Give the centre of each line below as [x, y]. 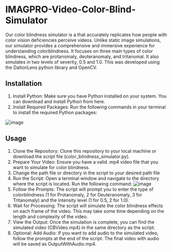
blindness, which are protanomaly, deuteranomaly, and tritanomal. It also [82, 56]
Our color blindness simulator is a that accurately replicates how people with [86, 34]
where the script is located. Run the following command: [72, 184]
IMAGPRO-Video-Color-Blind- [71, 10]
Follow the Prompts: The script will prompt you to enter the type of [83, 189]
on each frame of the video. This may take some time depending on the [88, 211]
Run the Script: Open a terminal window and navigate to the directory [86, 178]
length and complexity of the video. [50, 217]
